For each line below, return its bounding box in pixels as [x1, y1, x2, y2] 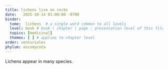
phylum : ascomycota [5, 44, 46, 49]
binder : [5, 16, 21, 21]
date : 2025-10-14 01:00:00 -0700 [5, 12, 79, 17]
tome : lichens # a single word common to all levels [9, 21, 126, 26]
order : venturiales [5, 40, 46, 45]
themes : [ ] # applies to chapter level [9, 35, 95, 40]
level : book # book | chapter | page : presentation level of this [9, 26, 153, 31]
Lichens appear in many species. [5, 58, 73, 64]
